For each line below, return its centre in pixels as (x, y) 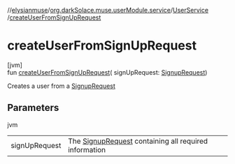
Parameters (33, 108)
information (87, 149)
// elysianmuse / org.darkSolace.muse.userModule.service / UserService (108, 10)
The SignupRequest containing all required (138, 141)
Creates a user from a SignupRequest (61, 86)
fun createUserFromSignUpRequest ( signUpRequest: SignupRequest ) (107, 72)
